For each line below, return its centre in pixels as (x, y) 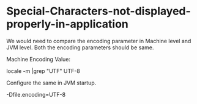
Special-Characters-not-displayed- (98, 11)
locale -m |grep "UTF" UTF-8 (43, 71)
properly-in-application (67, 24)
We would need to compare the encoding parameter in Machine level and (99, 41)
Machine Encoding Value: (39, 59)
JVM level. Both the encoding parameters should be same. (80, 47)
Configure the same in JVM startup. (51, 83)
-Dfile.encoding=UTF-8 (36, 94)
